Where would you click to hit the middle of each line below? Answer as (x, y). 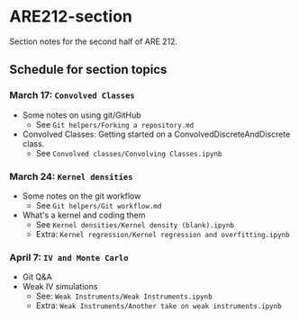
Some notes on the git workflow (82, 196)
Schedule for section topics (88, 70)
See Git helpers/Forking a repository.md (115, 124)
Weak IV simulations (60, 287)
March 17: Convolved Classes (72, 95)
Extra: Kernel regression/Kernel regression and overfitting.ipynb (163, 234)
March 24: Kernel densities (71, 176)
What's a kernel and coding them (84, 215)
